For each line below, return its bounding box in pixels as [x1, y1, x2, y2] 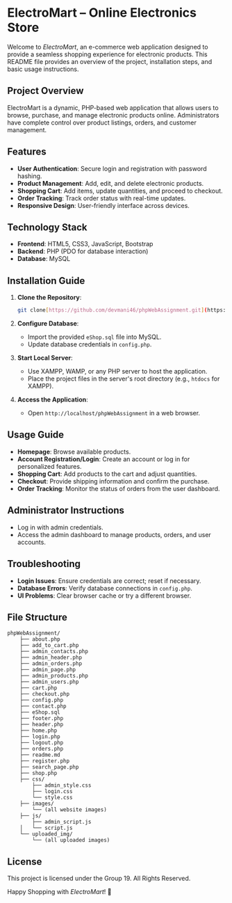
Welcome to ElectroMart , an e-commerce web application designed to [7, 42, 208, 51]
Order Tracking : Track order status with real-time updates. [17, 193, 186, 202]
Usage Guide [7, 429, 65, 441]
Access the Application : [17, 395, 88, 404]
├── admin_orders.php [19, 660, 82, 667]
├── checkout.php [19, 691, 70, 698]
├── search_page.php [19, 764, 79, 771]
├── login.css [32, 788, 73, 795]
